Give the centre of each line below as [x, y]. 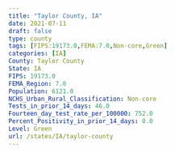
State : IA [25, 69]
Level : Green [30, 129]
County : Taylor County [46, 62]
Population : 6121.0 [41, 91]
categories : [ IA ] [37, 53]
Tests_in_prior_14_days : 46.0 [59, 106]
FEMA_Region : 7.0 [37, 83]
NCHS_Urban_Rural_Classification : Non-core [83, 99]
